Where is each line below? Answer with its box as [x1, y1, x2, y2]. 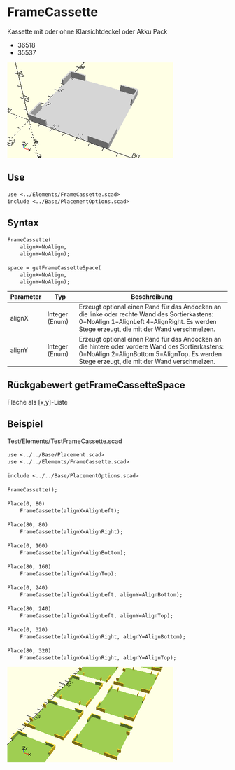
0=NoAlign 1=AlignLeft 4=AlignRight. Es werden [78, 318, 217, 326]
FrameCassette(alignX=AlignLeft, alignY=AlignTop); [20, 612, 173, 619]
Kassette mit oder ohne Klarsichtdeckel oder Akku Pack [7, 27, 168, 36]
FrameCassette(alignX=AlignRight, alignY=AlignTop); [20, 654, 177, 661]
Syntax [7, 217, 39, 229]
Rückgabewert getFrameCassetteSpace [7, 379, 185, 391]
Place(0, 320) [7, 626, 49, 633]
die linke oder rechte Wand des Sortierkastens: [78, 310, 213, 318]
